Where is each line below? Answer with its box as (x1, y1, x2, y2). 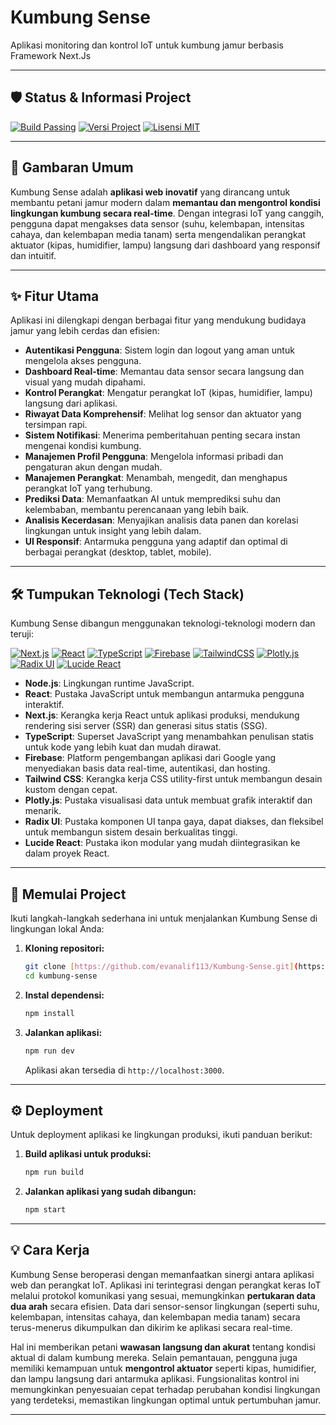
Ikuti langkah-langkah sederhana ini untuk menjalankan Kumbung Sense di (10, 912, 318, 924)
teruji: (10, 628, 34, 640)
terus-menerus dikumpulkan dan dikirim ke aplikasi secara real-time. (10, 1321, 293, 1333)
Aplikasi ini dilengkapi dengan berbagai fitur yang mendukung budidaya (10, 314, 307, 326)
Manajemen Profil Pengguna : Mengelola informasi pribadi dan (24, 451, 284, 463)
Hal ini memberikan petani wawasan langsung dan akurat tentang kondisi (10, 1341, 316, 1353)
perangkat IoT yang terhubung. (24, 482, 153, 495)
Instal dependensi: (24, 989, 105, 1001)
